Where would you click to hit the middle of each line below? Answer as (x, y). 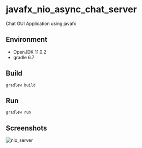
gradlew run (18, 113)
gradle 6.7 (24, 57)
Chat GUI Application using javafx (41, 23)
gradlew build (21, 85)
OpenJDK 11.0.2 (30, 52)
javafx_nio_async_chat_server (71, 9)
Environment (27, 40)
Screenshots (26, 128)
